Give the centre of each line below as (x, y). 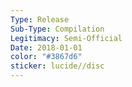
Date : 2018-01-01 (46, 47)
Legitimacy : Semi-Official (66, 38)
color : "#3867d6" (46, 57)
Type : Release (40, 19)
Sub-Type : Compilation (57, 29)
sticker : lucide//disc (57, 66)
